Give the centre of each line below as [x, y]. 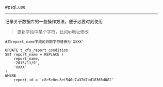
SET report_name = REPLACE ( [34, 55]
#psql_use [15, 7]
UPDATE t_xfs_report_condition [37, 50]
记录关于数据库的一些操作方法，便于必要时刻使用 [54, 22]
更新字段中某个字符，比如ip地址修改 [53, 32]
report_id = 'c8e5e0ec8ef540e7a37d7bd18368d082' [64, 80]
